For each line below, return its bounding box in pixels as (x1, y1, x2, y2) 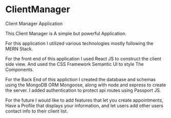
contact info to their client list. (5, 108, 68, 114)
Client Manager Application (5, 20, 63, 27)
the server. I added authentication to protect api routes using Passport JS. (5, 87, 161, 93)
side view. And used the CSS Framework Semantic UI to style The (5, 61, 144, 67)
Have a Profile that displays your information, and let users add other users (5, 102, 164, 108)
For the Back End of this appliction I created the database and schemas (5, 76, 156, 82)
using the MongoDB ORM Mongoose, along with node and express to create (5, 82, 166, 88)
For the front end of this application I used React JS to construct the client (5, 55, 161, 62)
